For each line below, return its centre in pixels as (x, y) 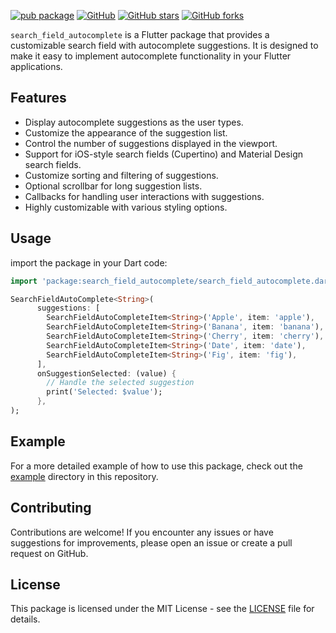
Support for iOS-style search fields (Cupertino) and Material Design (163, 154)
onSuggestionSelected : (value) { (106, 373)
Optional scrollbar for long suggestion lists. (113, 186)
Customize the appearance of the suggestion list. (126, 132)
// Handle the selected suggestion (120, 383)
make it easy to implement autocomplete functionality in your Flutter (151, 56)
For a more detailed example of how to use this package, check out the (156, 466)
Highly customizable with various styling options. (126, 207)
